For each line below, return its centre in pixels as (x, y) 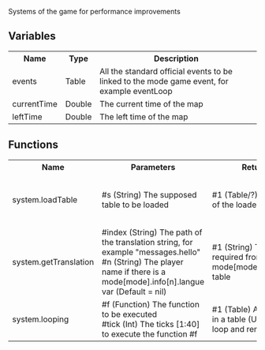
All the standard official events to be (166, 71)
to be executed (129, 314)
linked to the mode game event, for (164, 81)
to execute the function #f (149, 333)
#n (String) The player (142, 262)
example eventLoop (136, 91)
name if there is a (133, 272)
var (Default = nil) (134, 292)
